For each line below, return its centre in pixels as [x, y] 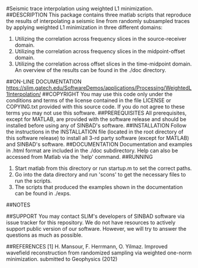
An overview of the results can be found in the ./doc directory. [90, 70]
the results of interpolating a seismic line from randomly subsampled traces [98, 21]
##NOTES [18, 205]
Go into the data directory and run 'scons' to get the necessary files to [100, 174]
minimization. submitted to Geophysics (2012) [62, 259]
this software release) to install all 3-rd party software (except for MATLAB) [98, 138]
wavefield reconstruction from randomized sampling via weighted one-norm [99, 253]
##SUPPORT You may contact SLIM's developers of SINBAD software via [95, 216]
